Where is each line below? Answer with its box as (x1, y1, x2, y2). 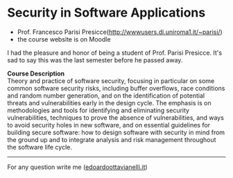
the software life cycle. (7, 143, 73, 151)
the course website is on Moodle (17, 35, 111, 43)
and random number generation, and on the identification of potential (7, 91, 205, 100)
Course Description (7, 69, 64, 78)
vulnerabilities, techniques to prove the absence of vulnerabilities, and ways (7, 113, 224, 122)
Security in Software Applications (7, 5, 206, 21)
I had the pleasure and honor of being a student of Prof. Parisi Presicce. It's (7, 48, 223, 57)
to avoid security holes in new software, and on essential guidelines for (7, 121, 210, 129)
